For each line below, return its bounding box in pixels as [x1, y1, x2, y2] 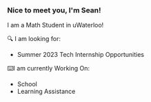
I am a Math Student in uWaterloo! [7, 21, 104, 29]
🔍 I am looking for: [7, 35, 61, 43]
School [17, 80, 38, 88]
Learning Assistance [17, 88, 76, 96]
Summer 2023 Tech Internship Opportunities [17, 51, 145, 59]
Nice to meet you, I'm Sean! [7, 5, 101, 15]
